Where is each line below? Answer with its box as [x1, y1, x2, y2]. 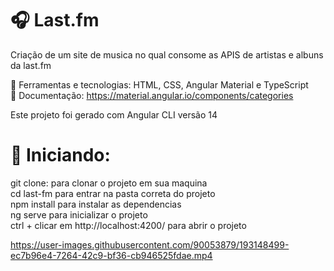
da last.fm [10, 59, 52, 71]
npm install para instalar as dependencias [10, 198, 182, 210]
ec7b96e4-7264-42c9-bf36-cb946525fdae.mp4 [10, 249, 213, 261]
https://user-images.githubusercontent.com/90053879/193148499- [10, 238, 290, 251]
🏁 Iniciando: [10, 144, 111, 167]
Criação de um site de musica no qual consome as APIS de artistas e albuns [10, 48, 324, 61]
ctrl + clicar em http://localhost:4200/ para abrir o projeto [10, 219, 247, 231]
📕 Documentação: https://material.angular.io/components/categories [10, 89, 294, 101]
